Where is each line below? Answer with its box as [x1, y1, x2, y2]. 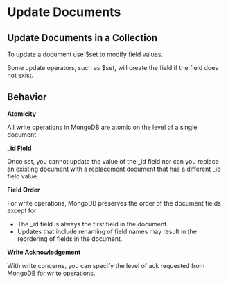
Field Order [7, 185, 40, 194]
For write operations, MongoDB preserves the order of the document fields [7, 199, 222, 207]
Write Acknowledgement [7, 248, 81, 256]
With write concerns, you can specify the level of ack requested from [7, 261, 205, 269]
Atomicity [7, 109, 37, 118]
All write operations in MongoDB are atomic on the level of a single [7, 123, 198, 131]
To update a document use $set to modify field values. [7, 50, 164, 58]
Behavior [7, 91, 47, 103]
